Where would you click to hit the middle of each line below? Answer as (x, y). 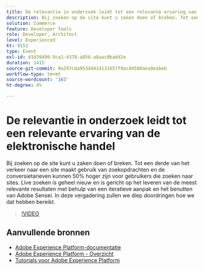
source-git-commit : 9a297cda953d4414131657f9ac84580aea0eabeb (87, 68)
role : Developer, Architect (42, 35)
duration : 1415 (25, 62)
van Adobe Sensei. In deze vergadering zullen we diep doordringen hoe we (100, 195)
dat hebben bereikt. (31, 201)
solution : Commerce (31, 23)
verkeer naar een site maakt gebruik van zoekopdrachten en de (86, 169)
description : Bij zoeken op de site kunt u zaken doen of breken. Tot (97, 18)
